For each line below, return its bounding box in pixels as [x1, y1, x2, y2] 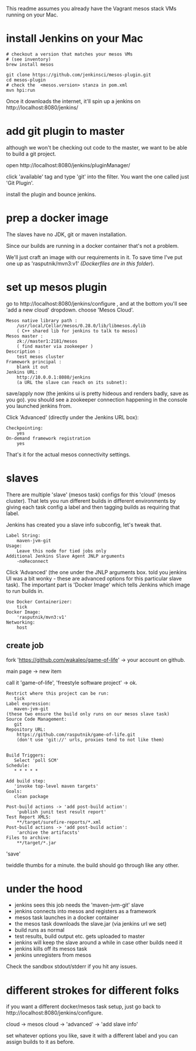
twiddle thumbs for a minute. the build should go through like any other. [6, 861, 180, 868]
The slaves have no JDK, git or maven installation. [6, 231, 127, 238]
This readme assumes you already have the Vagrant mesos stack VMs [6, 5, 177, 12]
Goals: [6, 788, 22, 794]
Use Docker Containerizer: [6, 599, 72, 605]
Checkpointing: [6, 425, 44, 431]
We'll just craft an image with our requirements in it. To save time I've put [6, 253, 182, 261]
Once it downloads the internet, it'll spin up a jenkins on [6, 97, 141, 105]
